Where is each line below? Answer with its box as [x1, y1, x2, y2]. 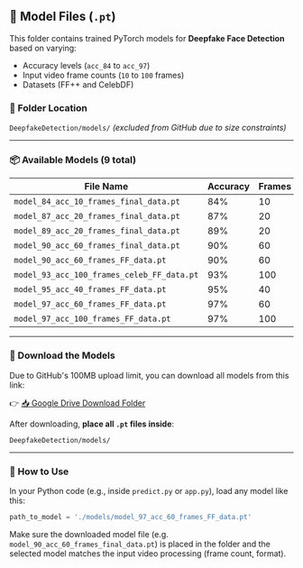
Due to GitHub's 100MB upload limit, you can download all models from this [9, 370, 289, 380]
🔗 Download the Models [9, 349, 115, 362]
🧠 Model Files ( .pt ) [9, 9, 116, 24]
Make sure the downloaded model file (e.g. [9, 528, 169, 539]
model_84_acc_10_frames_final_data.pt [14, 197, 180, 207]
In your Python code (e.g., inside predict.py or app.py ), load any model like [9, 486, 289, 496]
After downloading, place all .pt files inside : [9, 418, 174, 429]
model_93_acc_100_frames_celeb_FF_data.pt [14, 270, 199, 280]
